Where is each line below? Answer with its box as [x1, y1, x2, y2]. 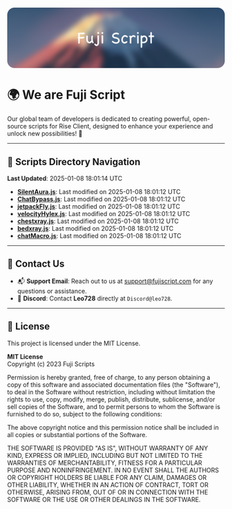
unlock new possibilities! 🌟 [7, 129, 83, 138]
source [7, 122, 28, 131]
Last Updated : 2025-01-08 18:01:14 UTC [7, 174, 123, 183]
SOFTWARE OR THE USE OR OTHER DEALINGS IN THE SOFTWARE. [7, 495, 201, 503]
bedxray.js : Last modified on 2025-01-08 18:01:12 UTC [17, 224, 174, 233]
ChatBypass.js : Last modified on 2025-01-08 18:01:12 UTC [17, 195, 186, 204]
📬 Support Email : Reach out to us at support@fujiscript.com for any [17, 277, 213, 285]
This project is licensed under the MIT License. [7, 339, 141, 347]
